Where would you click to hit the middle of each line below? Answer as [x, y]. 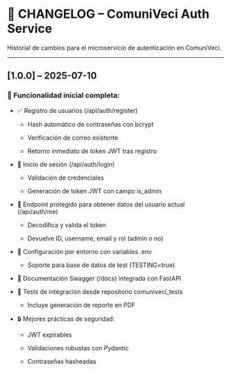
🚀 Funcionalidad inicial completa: [64, 96]
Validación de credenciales [66, 178]
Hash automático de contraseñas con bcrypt [90, 124]
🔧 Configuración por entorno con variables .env [85, 251]
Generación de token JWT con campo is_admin [95, 191]
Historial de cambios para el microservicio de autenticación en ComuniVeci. [114, 47]
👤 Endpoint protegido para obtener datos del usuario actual [101, 204]
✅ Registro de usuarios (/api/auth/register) [77, 110]
